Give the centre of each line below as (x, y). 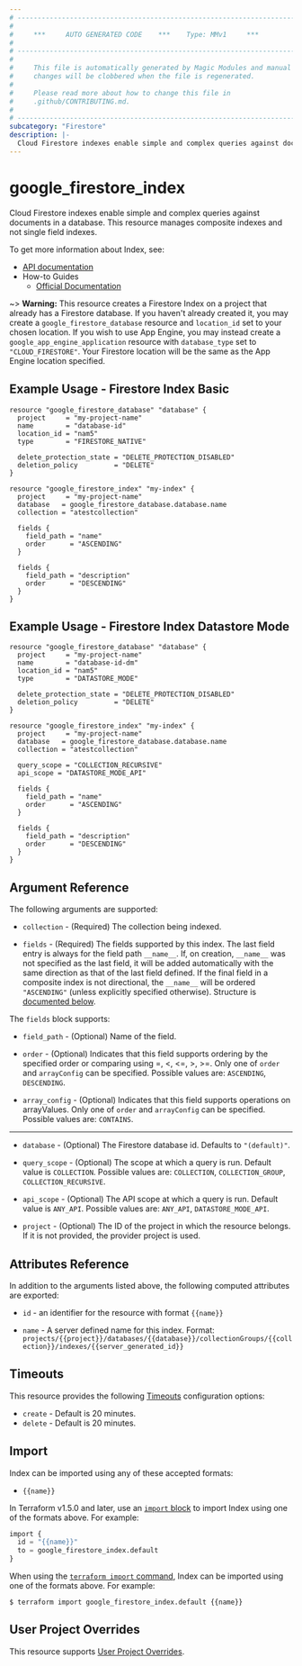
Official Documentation (78, 285)
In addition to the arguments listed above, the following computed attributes (150, 1285)
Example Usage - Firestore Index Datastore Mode (150, 626)
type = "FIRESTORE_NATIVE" (82, 441)
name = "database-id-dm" (78, 663)
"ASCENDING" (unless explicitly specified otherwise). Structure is (139, 992)
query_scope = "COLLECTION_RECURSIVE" (90, 765)
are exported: (35, 1295)
